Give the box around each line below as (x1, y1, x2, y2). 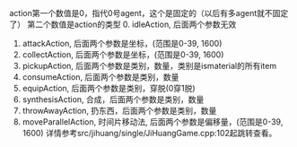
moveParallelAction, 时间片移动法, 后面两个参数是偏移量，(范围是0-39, (22, 117, 284, 127)
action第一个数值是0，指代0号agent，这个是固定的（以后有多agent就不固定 (9, 8, 289, 18)
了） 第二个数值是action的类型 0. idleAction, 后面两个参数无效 (9, 19, 237, 30)
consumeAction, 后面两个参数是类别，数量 (22, 72, 179, 82)
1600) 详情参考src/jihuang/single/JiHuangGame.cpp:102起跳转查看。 (22, 128, 277, 138)
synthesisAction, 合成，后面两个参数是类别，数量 (22, 94, 205, 105)
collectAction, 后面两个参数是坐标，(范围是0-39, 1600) (22, 49, 224, 60)
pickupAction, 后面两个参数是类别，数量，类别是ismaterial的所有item (22, 61, 276, 71)
